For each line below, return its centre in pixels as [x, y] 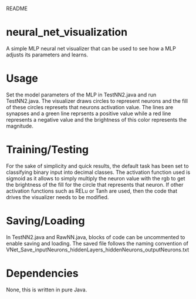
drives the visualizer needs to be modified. [58, 197]
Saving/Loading [45, 221]
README [17, 9]
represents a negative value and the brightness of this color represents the [96, 119]
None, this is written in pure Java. [47, 290]
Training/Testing [48, 150]
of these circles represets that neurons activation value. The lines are [90, 107]
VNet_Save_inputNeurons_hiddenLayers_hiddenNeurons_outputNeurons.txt [98, 250]
